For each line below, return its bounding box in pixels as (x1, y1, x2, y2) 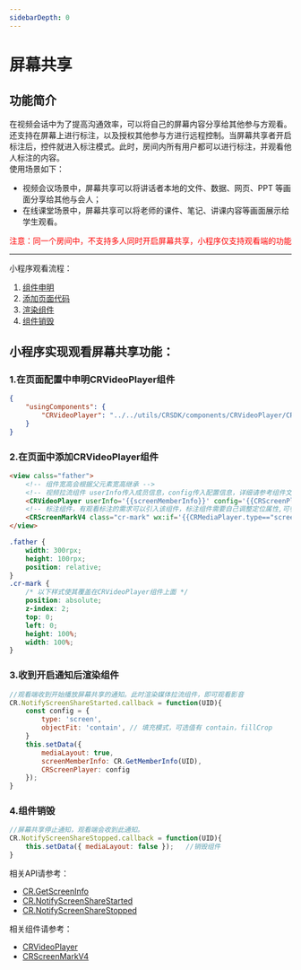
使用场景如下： (9, 163, 64, 174)
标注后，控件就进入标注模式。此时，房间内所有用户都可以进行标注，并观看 (9, 141, 284, 152)
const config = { (25, 706, 90, 716)
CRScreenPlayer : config (41, 765, 130, 774)
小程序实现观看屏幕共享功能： (9, 345, 175, 360)
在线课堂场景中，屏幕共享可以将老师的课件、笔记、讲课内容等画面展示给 (21, 205, 289, 215)
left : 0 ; (25, 621, 58, 630)
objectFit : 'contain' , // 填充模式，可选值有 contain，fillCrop (41, 723, 273, 732)
